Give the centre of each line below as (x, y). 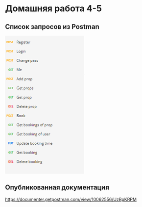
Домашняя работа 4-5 (53, 9)
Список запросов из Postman (52, 27)
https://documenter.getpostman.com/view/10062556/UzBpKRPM (71, 199)
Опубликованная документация (57, 188)
